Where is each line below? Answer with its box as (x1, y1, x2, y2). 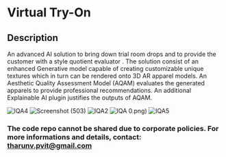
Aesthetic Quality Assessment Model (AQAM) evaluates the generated (7, 79, 205, 87)
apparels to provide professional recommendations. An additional (7, 87, 192, 94)
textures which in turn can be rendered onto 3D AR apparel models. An (7, 72, 208, 80)
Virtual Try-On (7, 5, 91, 20)
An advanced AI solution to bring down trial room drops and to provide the (7, 50, 217, 58)
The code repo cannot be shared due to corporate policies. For (7, 124, 219, 133)
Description (7, 32, 58, 44)
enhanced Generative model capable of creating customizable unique (7, 65, 204, 72)
